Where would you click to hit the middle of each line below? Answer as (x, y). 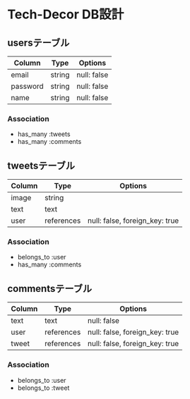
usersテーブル (38, 43)
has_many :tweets (44, 134)
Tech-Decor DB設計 (66, 14)
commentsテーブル (50, 289)
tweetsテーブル (41, 165)
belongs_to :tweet (43, 388)
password (27, 86)
